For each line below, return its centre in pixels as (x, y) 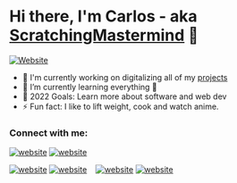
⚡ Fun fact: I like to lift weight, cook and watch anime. (120, 106)
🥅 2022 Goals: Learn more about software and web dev (124, 96)
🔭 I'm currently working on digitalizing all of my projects (125, 77)
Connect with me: (49, 133)
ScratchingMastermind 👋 (104, 35)
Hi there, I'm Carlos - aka (103, 17)
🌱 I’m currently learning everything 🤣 (90, 87)
